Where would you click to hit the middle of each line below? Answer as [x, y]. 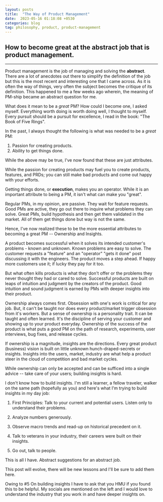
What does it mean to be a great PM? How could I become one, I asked [76, 106]
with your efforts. [22, 179]
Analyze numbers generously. [42, 417]
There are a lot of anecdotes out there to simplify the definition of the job [78, 76]
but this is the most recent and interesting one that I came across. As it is [78, 81]
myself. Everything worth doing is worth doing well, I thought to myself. [76, 111]
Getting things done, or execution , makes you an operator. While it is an [77, 189]
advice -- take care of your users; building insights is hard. [64, 373]
